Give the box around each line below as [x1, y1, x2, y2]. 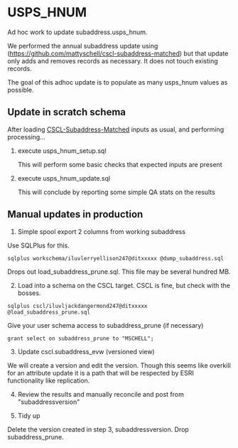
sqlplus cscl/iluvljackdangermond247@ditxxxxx [7, 302, 148, 309]
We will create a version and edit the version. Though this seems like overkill [7, 361, 231, 370]
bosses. [17, 289, 41, 297]
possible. [7, 85, 34, 94]
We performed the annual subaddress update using [7, 41, 158, 50]
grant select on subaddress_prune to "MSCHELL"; [7, 335, 154, 342]
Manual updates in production [7, 208, 144, 220]
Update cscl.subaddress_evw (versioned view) [17, 347, 155, 356]
